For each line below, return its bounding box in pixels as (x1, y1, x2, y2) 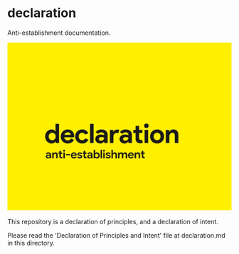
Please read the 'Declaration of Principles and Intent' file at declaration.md (7, 231, 225, 239)
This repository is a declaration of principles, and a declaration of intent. (7, 217, 219, 226)
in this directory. (7, 238, 55, 247)
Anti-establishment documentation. (7, 28, 111, 37)
